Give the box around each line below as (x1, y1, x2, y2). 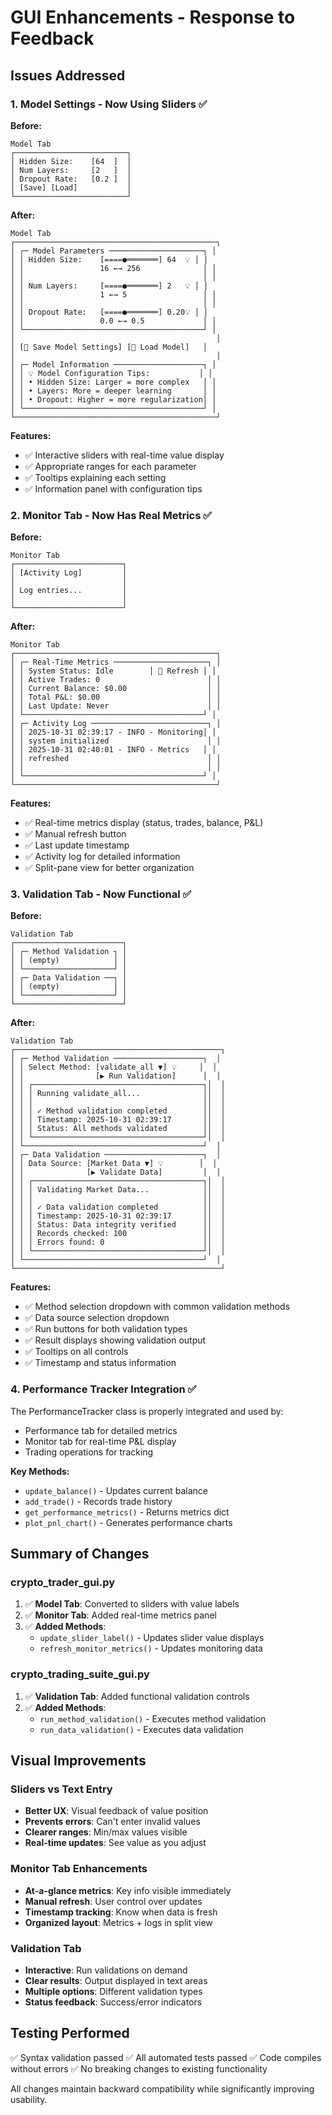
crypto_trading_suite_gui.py (10, 1667, 150, 1681)
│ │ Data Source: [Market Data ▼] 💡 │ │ (10, 1159, 218, 1169)
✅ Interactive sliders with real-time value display (24, 449, 225, 461)
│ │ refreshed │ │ (10, 754, 222, 764)
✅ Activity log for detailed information (24, 851, 181, 863)
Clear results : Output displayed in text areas (24, 1975, 208, 1987)
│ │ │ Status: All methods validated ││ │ (10, 1124, 226, 1134)
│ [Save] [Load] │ (10, 182, 132, 193)
